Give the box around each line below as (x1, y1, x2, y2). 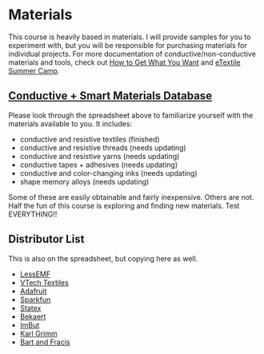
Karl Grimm (19, 328, 58, 338)
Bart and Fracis (19, 337, 70, 347)
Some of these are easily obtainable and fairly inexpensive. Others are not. (8, 192, 254, 201)
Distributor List (8, 233, 85, 246)
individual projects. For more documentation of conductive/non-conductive (8, 49, 256, 58)
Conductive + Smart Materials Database (8, 89, 213, 103)
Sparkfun (19, 294, 51, 304)
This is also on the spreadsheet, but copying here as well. (8, 253, 198, 263)
